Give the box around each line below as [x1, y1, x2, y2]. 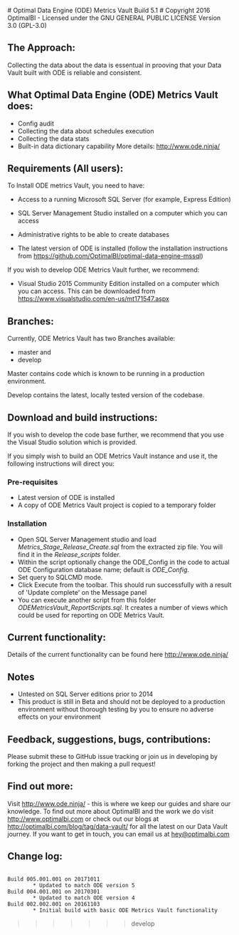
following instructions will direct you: [7, 459, 115, 468]
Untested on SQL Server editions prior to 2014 [17, 690, 154, 698]
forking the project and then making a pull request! [7, 760, 156, 769]
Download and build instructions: [7, 412, 158, 424]
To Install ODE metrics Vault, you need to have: [7, 181, 145, 190]
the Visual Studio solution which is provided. [7, 438, 137, 446]
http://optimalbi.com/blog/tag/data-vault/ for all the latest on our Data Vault [7, 822, 228, 830]
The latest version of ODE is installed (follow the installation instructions [17, 244, 228, 252]
